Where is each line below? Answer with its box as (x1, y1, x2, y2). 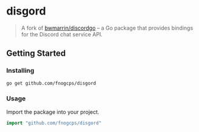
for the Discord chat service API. (21, 30, 103, 38)
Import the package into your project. (6, 108, 99, 116)
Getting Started (6, 48, 66, 59)
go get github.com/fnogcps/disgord (6, 80, 96, 86)
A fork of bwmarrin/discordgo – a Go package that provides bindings (21, 24, 194, 31)
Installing (6, 67, 35, 75)
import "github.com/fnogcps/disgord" (6, 120, 102, 126)
